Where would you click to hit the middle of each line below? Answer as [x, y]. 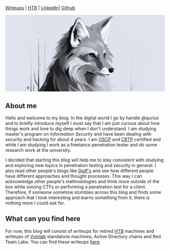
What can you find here [43, 219]
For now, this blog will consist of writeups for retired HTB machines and [80, 231]
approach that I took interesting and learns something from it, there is [78, 197]
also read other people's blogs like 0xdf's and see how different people [79, 171]
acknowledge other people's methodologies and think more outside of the [82, 181]
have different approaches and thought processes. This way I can [74, 176]
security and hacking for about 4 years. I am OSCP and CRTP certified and [83, 139]
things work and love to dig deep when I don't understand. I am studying [81, 129]
